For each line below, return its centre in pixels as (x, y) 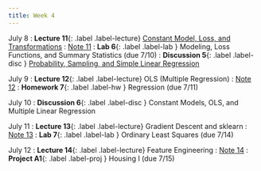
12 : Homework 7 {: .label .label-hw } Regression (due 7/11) (103, 87)
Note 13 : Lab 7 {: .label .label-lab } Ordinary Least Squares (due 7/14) (121, 135)
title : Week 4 (32, 15)
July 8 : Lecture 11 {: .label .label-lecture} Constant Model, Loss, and (119, 38)
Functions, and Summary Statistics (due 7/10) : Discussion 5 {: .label (120, 55)
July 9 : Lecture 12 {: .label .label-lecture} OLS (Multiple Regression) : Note (130, 78)
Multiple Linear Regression (52, 111)
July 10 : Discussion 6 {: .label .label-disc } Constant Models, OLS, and (123, 102)
